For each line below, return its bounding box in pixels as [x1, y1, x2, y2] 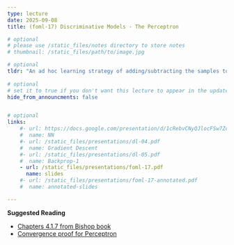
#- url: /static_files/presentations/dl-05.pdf [19, 151, 160, 158]
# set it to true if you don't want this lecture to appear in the [7, 87, 208, 94]
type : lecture [7, 10, 49, 17]
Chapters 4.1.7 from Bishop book [17, 222, 111, 230]
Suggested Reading [7, 208, 66, 216]
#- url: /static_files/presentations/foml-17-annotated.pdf [19, 177, 198, 184]
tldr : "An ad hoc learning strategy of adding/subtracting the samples [7, 68, 219, 74]
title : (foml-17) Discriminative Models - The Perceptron [7, 23, 179, 30]
